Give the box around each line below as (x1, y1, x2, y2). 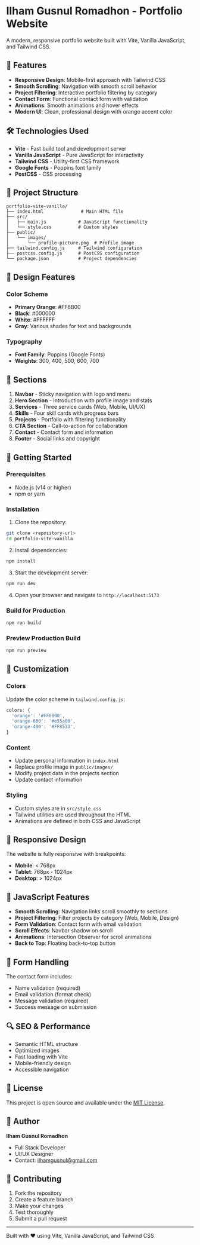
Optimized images (14, 1047, 60, 1054)
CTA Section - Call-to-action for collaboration (14, 423, 128, 430)
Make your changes (14, 1203, 64, 1210)
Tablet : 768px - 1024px (14, 868, 73, 876)
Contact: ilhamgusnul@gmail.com (14, 1157, 98, 1164)
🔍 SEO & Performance (6, 1021, 90, 1032)
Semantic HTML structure (14, 1040, 79, 1047)
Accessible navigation (14, 1066, 70, 1073)
